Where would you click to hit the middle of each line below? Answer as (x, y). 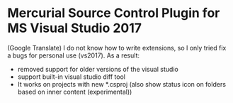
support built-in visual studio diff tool (72, 77)
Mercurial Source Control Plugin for (114, 13)
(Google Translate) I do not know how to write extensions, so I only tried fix (117, 48)
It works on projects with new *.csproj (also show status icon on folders (122, 84)
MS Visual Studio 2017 (75, 28)
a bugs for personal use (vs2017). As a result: (74, 55)
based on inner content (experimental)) (75, 92)
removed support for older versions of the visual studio (98, 69)
